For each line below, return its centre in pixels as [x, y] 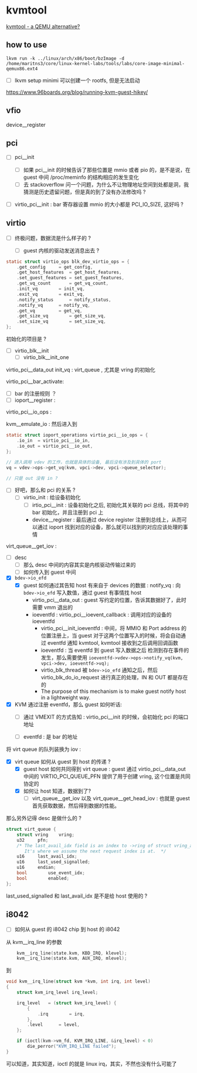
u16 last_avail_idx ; [47, 857]
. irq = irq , [61, 1014]
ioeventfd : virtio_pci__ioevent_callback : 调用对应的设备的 [102, 614]
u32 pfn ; [33, 840]
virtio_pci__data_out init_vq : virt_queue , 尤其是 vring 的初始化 [81, 370]
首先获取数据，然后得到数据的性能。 [76, 806]
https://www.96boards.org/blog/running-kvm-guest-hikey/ [77, 92]
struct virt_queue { [31, 830]
